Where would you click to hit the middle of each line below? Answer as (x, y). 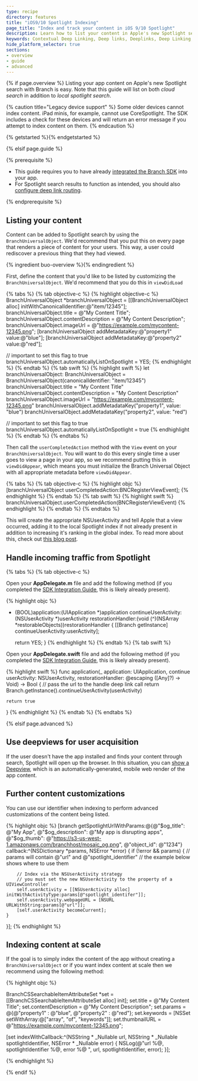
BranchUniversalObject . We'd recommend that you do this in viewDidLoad (95, 282)
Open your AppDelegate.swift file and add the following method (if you (93, 654)
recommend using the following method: (55, 971)
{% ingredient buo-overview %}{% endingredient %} (70, 265)
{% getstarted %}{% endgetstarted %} (53, 137)
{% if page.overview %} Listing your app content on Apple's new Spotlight (96, 83)
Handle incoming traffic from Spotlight (78, 558)
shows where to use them (37, 863)
